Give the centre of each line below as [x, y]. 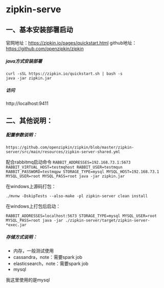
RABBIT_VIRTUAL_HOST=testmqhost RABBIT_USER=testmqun [64, 168]
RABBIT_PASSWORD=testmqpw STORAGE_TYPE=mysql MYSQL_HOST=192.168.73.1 [83, 172]
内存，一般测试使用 [33, 251]
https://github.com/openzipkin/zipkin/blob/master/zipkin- [70, 148]
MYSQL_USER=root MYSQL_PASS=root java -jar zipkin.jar [65, 176]
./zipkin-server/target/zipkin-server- [108, 221]
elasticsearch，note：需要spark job [51, 264]
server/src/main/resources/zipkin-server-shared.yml [63, 152]
